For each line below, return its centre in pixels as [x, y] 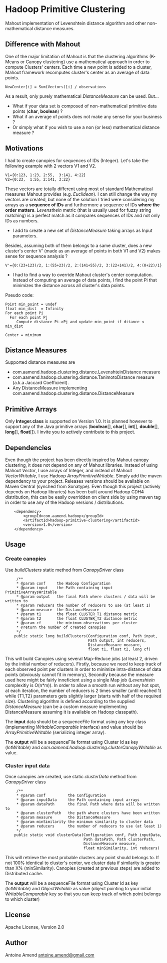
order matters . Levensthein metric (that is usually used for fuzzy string [78, 210]
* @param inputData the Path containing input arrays [78, 800]
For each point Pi [24, 313]
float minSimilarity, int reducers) [121, 848]
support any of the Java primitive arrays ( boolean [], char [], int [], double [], [82, 427]
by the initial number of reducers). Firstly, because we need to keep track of [83, 664]
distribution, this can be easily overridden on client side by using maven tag [83, 497]
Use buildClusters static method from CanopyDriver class [64, 570]
